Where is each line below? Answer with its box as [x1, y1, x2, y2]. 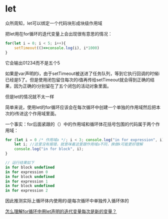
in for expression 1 [5, 178, 48, 184]
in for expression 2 [5, 188, 48, 193]
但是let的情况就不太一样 [5, 93, 54, 99]
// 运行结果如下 [5, 160, 34, 165]
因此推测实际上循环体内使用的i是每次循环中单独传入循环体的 [5, 198, 129, 204]
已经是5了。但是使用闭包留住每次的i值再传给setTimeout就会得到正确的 [5, 76, 150, 82]
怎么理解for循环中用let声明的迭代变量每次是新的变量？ [5, 208, 117, 214]
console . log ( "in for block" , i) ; [14, 146, 84, 151]
